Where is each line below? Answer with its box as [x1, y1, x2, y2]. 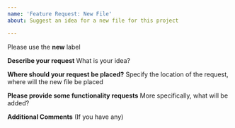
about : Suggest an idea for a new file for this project [7, 17, 179, 24]
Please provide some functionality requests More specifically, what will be [7, 91, 229, 100]
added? [7, 98, 30, 107]
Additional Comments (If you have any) [7, 112, 124, 121]
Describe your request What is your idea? [7, 56, 131, 64]
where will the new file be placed [7, 77, 104, 86]
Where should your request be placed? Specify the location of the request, [7, 70, 229, 78]
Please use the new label [7, 42, 81, 51]
